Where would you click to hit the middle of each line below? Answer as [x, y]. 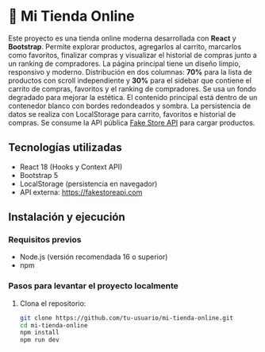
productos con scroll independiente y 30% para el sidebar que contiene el [130, 80]
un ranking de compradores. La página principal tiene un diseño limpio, [125, 64]
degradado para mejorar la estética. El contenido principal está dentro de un [133, 97]
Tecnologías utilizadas [65, 147]
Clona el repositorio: [53, 303]
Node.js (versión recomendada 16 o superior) [94, 257]
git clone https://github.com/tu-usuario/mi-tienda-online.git [127, 318]
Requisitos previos [45, 240]
